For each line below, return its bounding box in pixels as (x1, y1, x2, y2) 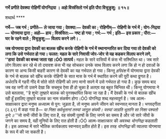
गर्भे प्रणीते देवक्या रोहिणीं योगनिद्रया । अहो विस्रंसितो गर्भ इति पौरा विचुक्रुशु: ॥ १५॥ (5, 5, 129, 10)
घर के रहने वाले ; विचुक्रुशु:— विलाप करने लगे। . (5, 36, 81, 42)
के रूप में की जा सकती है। (5, 129, 46, 135)
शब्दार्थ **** (5, 15, 25, 20)
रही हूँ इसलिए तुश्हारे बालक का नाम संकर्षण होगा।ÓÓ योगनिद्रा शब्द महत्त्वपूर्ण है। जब (5, 95, 135, 101)
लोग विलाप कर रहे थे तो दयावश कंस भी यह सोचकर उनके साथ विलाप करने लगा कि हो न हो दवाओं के (5, 62, 160, 68)
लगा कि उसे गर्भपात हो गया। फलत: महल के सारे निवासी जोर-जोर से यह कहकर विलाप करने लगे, (5, 51, 152, 57)
